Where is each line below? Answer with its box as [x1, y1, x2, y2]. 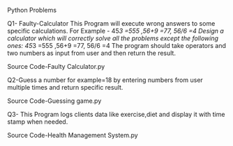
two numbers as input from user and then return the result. [7, 49, 176, 57]
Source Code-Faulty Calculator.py [7, 63, 105, 70]
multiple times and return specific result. [7, 83, 123, 91]
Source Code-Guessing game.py [7, 97, 102, 105]
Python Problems [7, 6, 57, 14]
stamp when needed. [7, 117, 68, 126]
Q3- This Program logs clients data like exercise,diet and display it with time [7, 111, 225, 118]
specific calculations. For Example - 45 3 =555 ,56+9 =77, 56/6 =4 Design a [7, 27, 225, 35]
